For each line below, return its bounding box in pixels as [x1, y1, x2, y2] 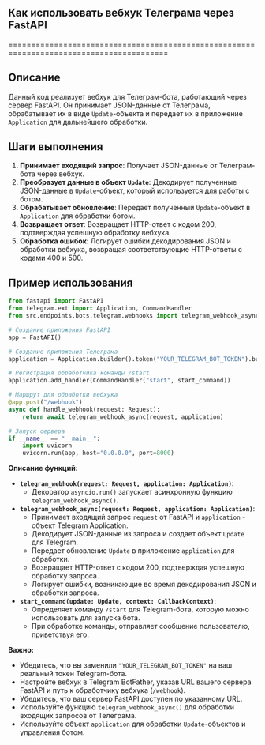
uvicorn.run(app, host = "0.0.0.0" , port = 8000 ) [22, 450, 175, 457]
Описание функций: [8, 464, 78, 473]
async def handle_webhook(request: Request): [8, 405, 160, 413]
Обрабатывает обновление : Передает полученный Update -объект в [19, 203, 251, 213]
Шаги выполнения [8, 140, 103, 153]
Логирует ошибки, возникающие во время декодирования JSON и [31, 580, 256, 589]
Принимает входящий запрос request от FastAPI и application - [31, 513, 246, 522]
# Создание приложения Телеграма [8, 348, 118, 356]
